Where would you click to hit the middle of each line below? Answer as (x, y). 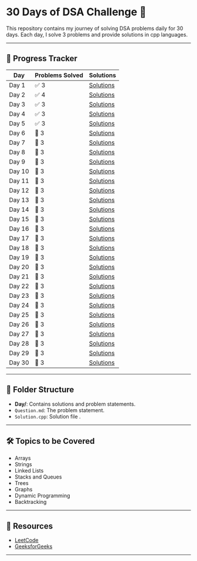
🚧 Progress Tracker (42, 59)
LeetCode (26, 540)
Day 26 (19, 324)
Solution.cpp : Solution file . (47, 416)
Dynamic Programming (42, 496)
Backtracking (30, 502)
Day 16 (19, 228)
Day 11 (19, 181)
